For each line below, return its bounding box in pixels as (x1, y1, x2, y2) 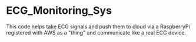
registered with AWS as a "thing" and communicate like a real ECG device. (6, 29, 187, 36)
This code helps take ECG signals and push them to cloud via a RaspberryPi (6, 23, 190, 30)
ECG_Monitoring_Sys (6, 4, 112, 17)
